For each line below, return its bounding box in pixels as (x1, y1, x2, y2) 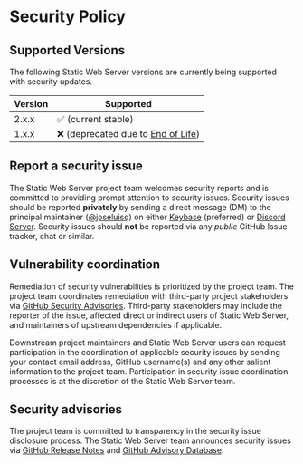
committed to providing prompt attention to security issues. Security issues (9, 192, 289, 203)
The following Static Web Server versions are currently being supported (9, 66, 278, 77)
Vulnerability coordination (9, 256, 161, 273)
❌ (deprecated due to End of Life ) (57, 128, 201, 140)
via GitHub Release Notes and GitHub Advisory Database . (9, 445, 224, 456)
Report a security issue (9, 159, 143, 174)
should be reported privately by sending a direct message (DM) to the (9, 201, 271, 212)
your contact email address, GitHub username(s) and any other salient (9, 356, 271, 367)
